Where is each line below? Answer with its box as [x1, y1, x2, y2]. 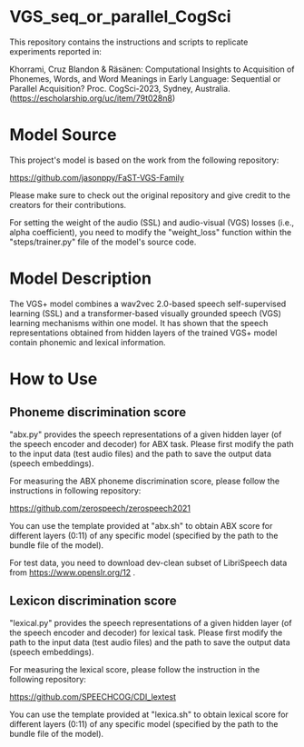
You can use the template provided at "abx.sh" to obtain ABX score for [9, 520, 273, 531]
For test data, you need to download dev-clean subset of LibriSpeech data [9, 557, 288, 568]
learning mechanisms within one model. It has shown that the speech [9, 317, 269, 328]
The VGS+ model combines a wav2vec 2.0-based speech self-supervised [9, 298, 287, 309]
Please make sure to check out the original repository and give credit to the [9, 189, 290, 201]
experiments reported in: [9, 45, 102, 56]
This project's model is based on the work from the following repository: [9, 154, 279, 165]
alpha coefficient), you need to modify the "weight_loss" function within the [9, 226, 292, 237]
